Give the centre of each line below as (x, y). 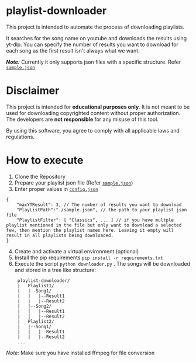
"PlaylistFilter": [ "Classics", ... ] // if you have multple (95, 220)
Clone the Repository (40, 176)
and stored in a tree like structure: (55, 270)
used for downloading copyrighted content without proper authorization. (93, 113)
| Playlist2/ (36, 321)
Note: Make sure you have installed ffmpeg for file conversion (80, 353)
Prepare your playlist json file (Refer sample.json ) (74, 183)
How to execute (45, 160)
